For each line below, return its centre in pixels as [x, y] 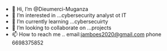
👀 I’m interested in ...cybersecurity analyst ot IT [69, 15]
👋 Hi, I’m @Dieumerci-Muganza [50, 9]
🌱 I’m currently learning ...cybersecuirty [60, 21]
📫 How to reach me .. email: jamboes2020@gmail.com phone [86, 34]
